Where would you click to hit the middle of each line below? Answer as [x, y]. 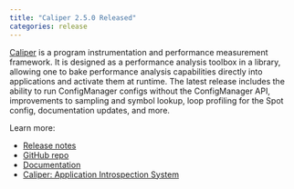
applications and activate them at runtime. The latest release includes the [147, 81]
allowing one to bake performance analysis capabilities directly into [136, 71]
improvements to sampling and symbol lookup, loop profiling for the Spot [147, 100]
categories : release [49, 26]
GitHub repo [46, 154]
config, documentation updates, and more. [90, 110]
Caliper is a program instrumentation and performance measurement [139, 52]
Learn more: [32, 127]
